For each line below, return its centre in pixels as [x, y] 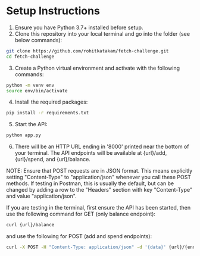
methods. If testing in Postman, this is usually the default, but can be [90, 183]
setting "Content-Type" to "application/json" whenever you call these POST [99, 177]
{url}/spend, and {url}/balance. [52, 160]
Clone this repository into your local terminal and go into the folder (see [102, 33]
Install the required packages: [51, 102]
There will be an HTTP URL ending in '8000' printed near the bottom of [102, 146]
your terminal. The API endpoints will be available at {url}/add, [91, 153]
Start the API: [31, 124]
